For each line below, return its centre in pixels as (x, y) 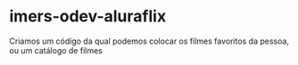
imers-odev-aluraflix (88, 16)
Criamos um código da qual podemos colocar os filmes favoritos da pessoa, (149, 41)
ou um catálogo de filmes (56, 50)
